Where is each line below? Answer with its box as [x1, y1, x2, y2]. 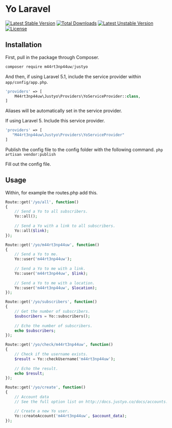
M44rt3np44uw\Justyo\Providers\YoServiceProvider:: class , [14, 94, 141, 99]
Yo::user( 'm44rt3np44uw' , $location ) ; [14, 285, 97, 291]
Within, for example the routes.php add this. [5, 189, 98, 195]
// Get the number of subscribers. [14, 309, 91, 314]
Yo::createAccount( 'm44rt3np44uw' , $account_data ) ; [14, 413, 127, 418]
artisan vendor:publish [5, 152, 56, 157]
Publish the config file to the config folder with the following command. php [5, 146, 163, 152]
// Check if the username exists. [14, 352, 88, 357]
